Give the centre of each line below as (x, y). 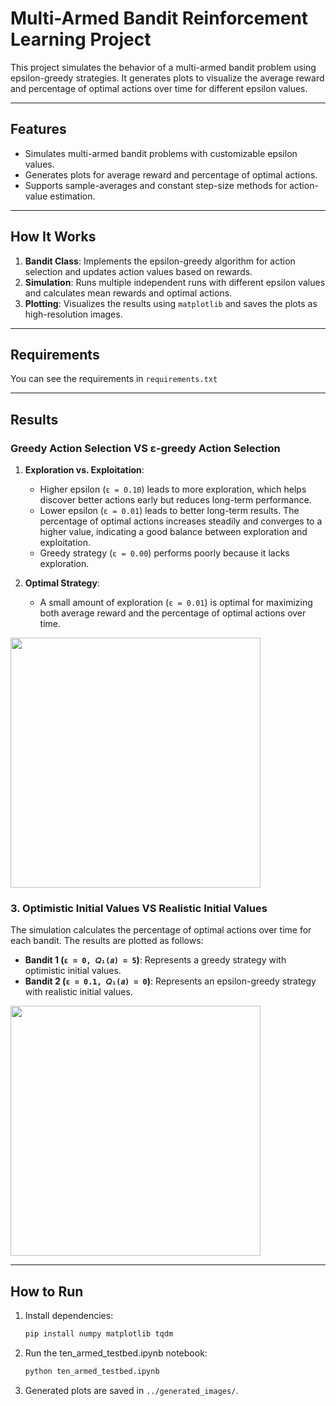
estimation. (72, 196)
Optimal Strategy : (62, 583)
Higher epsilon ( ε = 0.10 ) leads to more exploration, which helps (173, 489)
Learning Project (81, 39)
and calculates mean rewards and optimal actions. (128, 293)
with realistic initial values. (78, 992)
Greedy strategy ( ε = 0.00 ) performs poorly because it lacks (164, 553)
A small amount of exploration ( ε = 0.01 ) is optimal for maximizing (176, 603)
